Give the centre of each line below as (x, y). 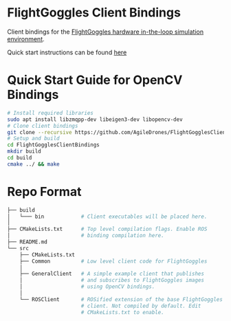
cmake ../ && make (33, 164)
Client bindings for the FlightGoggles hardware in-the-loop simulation (106, 32)
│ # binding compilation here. (86, 236)
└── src (18, 248)
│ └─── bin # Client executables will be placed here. (107, 217)
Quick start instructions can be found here (67, 52)
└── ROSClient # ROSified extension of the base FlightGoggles (121, 299)
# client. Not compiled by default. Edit (141, 306)
